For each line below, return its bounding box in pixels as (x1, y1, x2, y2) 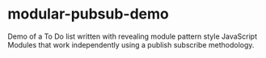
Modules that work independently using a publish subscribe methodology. (7, 39, 255, 49)
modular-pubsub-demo (7, 5, 169, 23)
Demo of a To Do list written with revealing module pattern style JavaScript (7, 31, 258, 41)
